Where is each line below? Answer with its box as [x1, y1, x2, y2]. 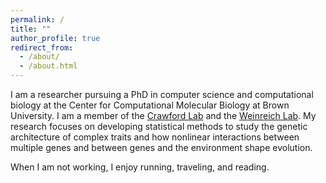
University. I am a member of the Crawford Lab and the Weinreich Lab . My [10, 110, 317, 121]
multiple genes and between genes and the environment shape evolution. [10, 142, 313, 153]
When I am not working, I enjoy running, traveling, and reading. [10, 161, 270, 173]
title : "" [10, 24, 52, 34]
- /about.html [19, 61, 78, 71]
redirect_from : [10, 42, 74, 53]
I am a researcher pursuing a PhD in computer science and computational [10, 89, 314, 100]
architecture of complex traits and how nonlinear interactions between [10, 131, 300, 143]
